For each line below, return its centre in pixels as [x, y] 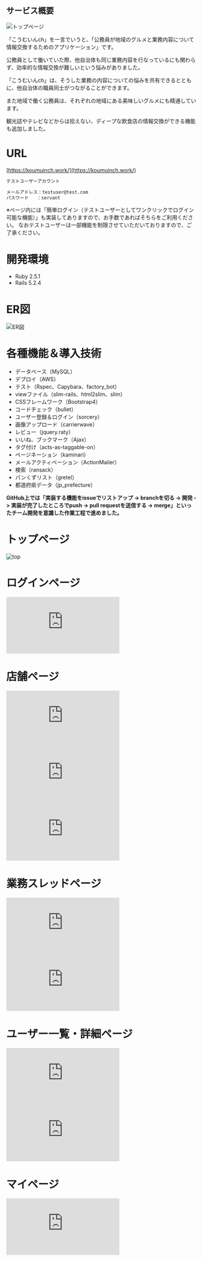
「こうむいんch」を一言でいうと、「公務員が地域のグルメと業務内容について [100, 39]
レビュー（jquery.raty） [44, 432]
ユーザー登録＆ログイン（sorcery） [59, 417]
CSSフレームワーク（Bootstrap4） [58, 402]
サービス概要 [30, 11]
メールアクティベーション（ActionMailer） [67, 462]
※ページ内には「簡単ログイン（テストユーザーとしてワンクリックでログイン [100, 210]
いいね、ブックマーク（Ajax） [52, 439]
